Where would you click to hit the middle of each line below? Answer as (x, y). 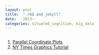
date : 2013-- (21, 19)
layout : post (19, 10)
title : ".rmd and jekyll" (33, 14)
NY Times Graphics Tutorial (40, 47)
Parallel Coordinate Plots (37, 42)
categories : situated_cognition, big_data (49, 24)
